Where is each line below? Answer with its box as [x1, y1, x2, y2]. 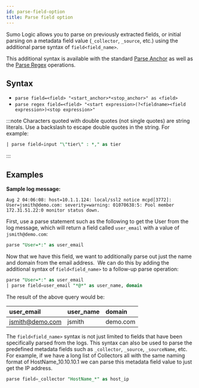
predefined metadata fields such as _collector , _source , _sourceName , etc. [6, 345, 188, 352]
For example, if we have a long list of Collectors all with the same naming [6, 352, 185, 359]
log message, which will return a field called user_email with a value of [6, 224, 180, 231]
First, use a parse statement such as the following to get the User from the [6, 218, 189, 225]
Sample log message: [6, 185, 61, 193]
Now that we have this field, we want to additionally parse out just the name [6, 253, 192, 260]
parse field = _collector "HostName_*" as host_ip [6, 376, 129, 382]
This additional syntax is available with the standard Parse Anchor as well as [6, 55, 194, 62]
